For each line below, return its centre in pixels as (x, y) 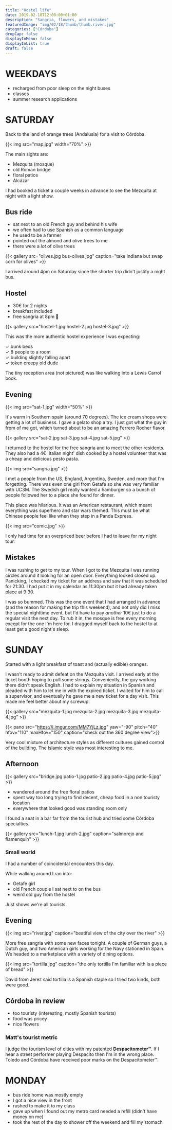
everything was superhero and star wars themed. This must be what (78, 510)
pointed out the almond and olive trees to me (60, 241)
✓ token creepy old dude (32, 363)
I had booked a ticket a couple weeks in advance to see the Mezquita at (81, 190)
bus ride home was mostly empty (48, 1094)
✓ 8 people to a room (28, 352)
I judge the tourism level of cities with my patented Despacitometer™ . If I (82, 1049)
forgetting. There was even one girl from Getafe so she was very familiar (82, 484)
